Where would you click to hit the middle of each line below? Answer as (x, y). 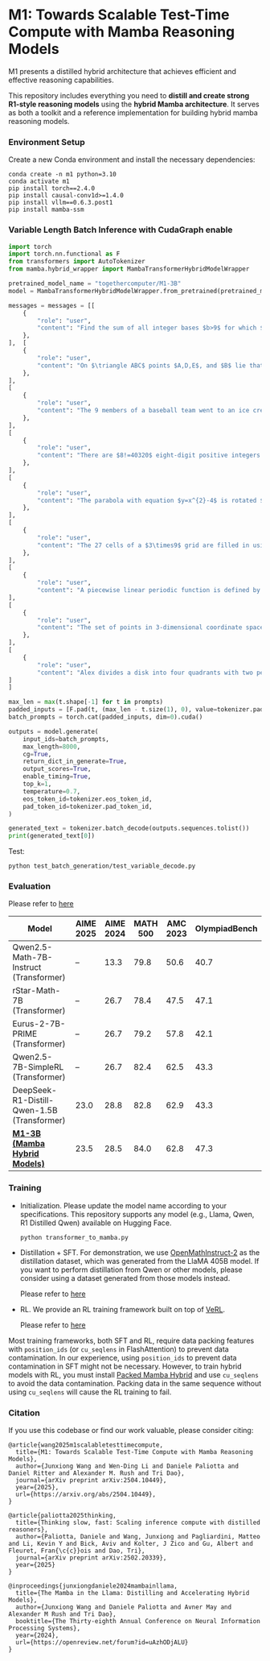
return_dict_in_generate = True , (75, 762)
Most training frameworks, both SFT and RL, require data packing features (131, 1340)
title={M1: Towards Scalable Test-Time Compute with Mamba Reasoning (134, 1452)
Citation (24, 1413)
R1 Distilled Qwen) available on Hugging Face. (96, 1223)
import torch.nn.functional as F (64, 254)
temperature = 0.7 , (52, 791)
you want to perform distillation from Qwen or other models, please (131, 1270)
